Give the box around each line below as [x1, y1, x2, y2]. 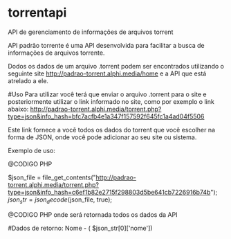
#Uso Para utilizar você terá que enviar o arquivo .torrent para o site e [8, 90, 207, 98]
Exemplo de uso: [8, 146, 56, 154]
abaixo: [8, 105, 29, 113]
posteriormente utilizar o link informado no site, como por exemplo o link [8, 97, 215, 105]
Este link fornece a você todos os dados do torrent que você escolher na [8, 125, 216, 134]
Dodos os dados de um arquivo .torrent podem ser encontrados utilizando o [8, 62, 224, 70]
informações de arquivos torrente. [8, 48, 105, 57]
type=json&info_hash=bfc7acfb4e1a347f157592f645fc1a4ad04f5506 [8, 112, 205, 121]
